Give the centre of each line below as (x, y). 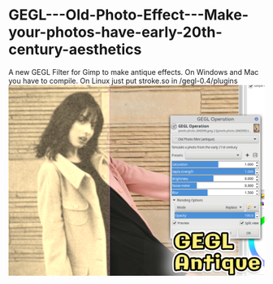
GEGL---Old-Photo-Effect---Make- (129, 15)
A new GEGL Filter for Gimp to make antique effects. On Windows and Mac (134, 72)
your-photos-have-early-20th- (115, 32)
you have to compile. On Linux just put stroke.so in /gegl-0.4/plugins (123, 81)
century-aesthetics (75, 50)
